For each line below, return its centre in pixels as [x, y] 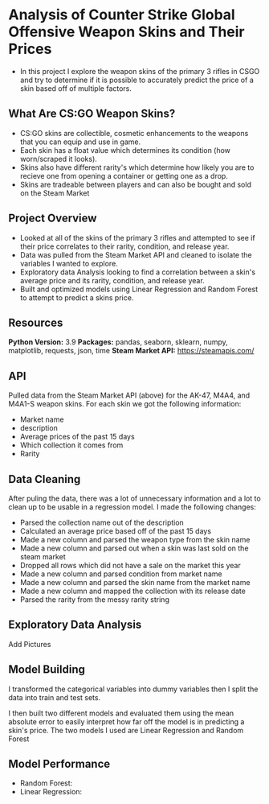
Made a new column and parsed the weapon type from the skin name [135, 540]
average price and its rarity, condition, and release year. [112, 280]
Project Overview [53, 219]
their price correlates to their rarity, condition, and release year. [124, 246]
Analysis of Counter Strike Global [122, 15]
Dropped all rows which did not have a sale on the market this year [130, 565]
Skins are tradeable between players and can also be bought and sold [135, 184]
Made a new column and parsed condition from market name [121, 574]
